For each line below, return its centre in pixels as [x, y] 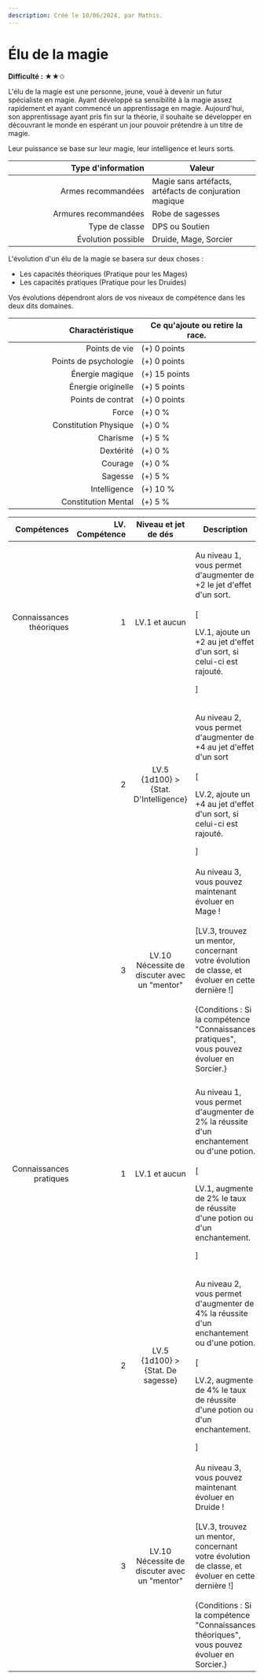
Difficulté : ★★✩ [37, 76]
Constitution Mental [97, 502]
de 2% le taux [221, 1198]
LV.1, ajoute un [223, 632]
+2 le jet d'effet [224, 584]
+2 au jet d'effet [225, 642]
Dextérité [116, 451]
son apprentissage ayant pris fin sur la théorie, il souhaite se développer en [130, 116]
